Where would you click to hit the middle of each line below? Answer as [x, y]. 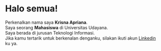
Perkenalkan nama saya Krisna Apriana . [46, 22]
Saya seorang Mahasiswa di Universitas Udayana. [56, 27]
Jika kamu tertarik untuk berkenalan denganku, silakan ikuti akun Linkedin [80, 38]
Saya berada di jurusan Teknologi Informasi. [50, 33]
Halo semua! [31, 9]
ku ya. [11, 43]
